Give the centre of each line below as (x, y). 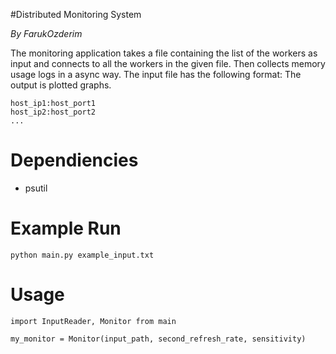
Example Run (66, 228)
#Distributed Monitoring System (76, 14)
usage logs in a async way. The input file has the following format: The (156, 74)
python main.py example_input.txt (82, 255)
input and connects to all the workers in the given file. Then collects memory (168, 63)
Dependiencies (74, 160)
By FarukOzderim (46, 33)
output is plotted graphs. (61, 85)
